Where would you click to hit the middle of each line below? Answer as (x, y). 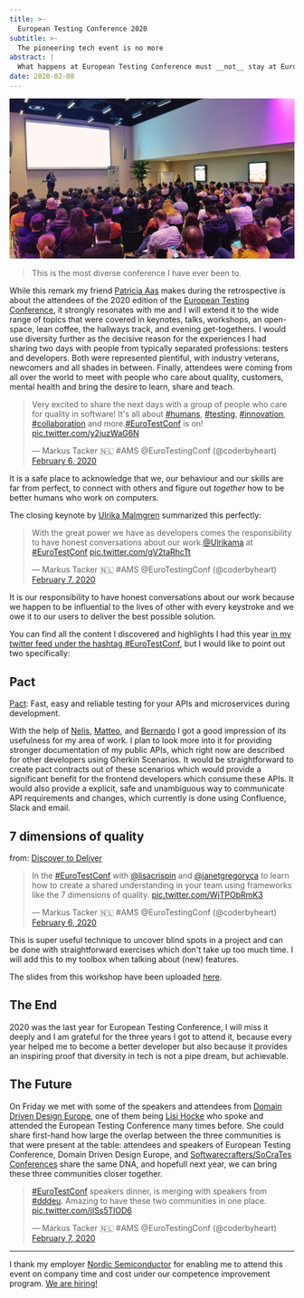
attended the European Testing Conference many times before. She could (147, 1125)
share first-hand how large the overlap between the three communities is (145, 1135)
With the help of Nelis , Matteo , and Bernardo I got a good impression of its (148, 731)
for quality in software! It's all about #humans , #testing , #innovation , (159, 414)
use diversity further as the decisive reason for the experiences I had (138, 339)
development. (35, 713)
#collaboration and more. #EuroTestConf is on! (117, 424)
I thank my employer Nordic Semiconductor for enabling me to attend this (146, 1264)
